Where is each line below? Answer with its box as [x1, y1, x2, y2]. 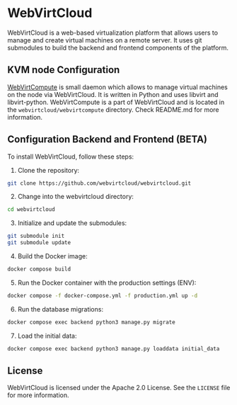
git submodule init [7, 232, 65, 240]
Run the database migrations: [17, 304, 104, 313]
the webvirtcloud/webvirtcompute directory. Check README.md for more [7, 105, 219, 114]
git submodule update [7, 239, 71, 246]
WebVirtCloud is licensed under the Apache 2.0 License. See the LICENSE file [7, 384, 231, 392]
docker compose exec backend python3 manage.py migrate [7, 319, 175, 326]
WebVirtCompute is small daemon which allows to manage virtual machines [7, 83, 228, 91]
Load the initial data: [17, 331, 77, 340]
